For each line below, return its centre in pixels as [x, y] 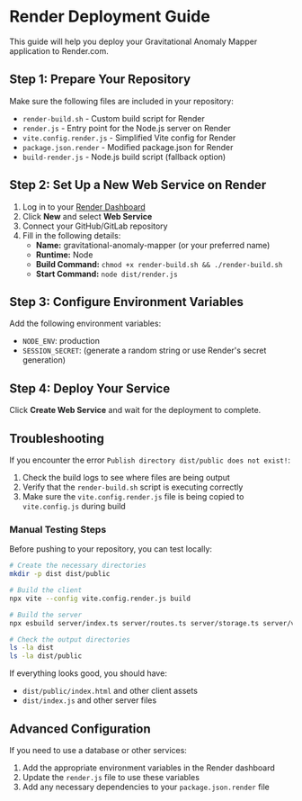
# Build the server [46, 615]
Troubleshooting [57, 438]
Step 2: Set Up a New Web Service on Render [138, 185]
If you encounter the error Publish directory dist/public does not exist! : [150, 460]
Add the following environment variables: [85, 324]
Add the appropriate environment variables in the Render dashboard [149, 768]
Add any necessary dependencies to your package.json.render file [146, 787]
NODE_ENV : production [61, 341]
